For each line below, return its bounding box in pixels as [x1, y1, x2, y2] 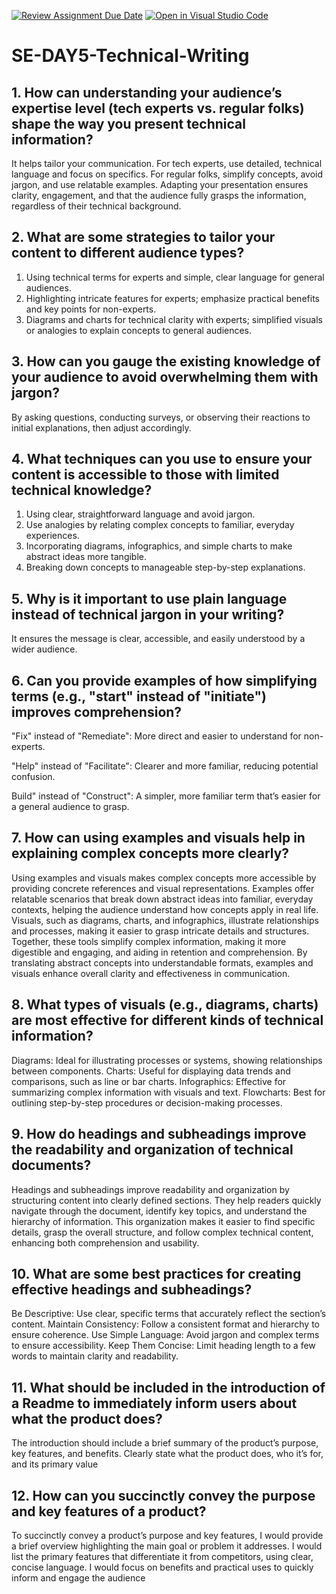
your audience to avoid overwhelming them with [11, 369, 319, 386]
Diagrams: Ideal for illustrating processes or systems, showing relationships [11, 1054, 323, 1066]
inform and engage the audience [11, 1571, 146, 1584]
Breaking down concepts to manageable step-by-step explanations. [25, 561, 306, 574]
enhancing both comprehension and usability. [11, 1236, 200, 1249]
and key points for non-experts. [25, 303, 157, 315]
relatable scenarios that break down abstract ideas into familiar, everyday [11, 893, 314, 905]
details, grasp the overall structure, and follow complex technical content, [11, 1226, 314, 1238]
